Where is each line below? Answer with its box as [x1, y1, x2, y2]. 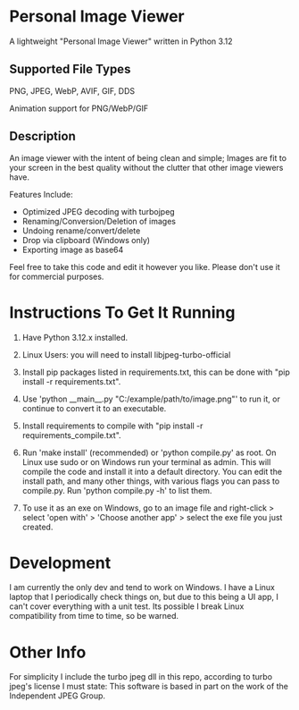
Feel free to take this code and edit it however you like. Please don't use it [9, 261, 281, 272]
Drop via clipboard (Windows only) [21, 234, 150, 245]
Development [9, 553, 112, 573]
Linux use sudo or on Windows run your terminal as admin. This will [21, 456, 271, 467]
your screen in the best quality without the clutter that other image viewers [9, 162, 284, 173]
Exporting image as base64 [21, 244, 124, 255]
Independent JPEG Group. [9, 690, 105, 701]
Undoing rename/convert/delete [21, 225, 141, 236]
